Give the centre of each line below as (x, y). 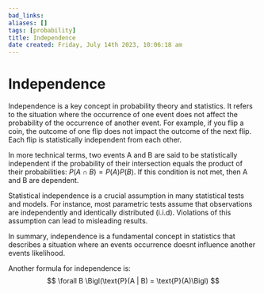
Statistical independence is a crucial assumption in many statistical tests (126, 196)
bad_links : (26, 15)
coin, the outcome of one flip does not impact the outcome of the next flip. (130, 131)
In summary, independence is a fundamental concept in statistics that (122, 236)
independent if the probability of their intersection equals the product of (126, 164)
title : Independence (42, 38)
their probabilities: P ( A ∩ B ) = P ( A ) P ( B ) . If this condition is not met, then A (128, 172)
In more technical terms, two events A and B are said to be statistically (123, 155)
